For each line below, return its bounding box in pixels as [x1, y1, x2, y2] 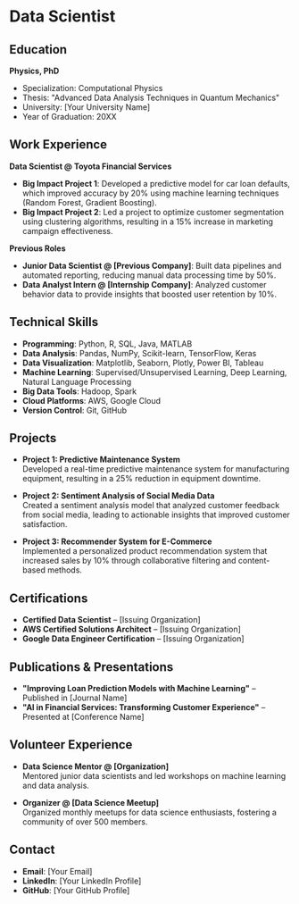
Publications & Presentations [9, 659, 174, 674]
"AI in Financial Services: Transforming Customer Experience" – [21, 702, 266, 713]
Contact [9, 842, 55, 858]
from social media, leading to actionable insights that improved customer [21, 509, 290, 520]
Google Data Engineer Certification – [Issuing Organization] [21, 633, 245, 644]
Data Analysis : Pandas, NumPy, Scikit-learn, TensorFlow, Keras [21, 347, 257, 358]
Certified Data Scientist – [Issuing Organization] [21, 615, 201, 625]
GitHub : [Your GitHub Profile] [21, 884, 130, 895]
